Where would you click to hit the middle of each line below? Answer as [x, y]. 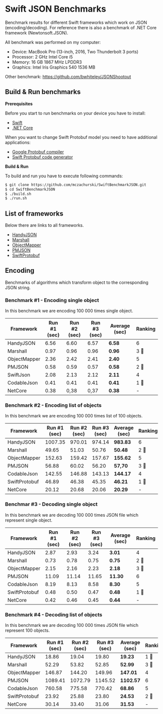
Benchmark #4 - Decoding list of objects [54, 615]
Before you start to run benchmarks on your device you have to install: [75, 113]
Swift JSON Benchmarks [56, 9]
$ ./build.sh [18, 194]
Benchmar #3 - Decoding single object [51, 504]
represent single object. [29, 520]
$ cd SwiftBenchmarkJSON [30, 189]
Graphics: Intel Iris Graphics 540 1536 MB [54, 67]
